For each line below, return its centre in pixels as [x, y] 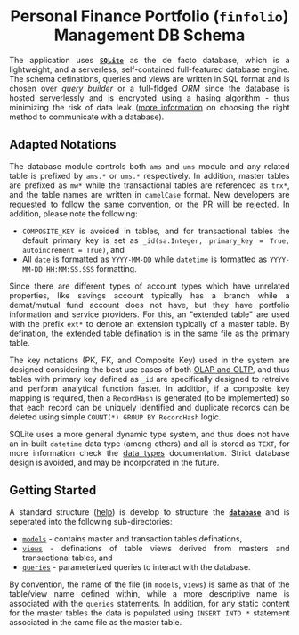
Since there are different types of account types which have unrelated [149, 286]
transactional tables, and [67, 558]
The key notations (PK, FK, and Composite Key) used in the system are [149, 360]
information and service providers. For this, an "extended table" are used [149, 314]
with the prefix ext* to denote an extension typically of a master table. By [149, 323]
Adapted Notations [63, 145]
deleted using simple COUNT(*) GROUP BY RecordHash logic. [115, 417]
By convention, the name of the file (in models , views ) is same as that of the [149, 584]
